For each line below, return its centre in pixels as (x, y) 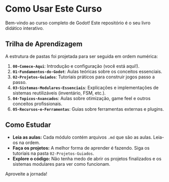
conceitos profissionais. (37, 104)
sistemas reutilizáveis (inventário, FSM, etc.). (59, 93)
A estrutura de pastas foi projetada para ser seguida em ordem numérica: (81, 56)
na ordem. (30, 143)
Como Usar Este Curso (54, 9)
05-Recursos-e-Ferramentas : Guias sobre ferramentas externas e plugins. (88, 109)
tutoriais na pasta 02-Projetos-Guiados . (53, 153)
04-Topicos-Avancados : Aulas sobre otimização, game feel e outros (81, 98)
